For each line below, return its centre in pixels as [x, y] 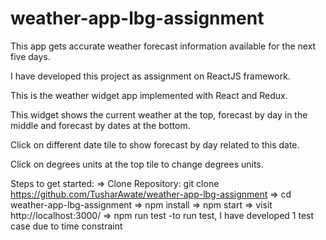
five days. [30, 56]
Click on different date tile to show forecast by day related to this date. [155, 144]
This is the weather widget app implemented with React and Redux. [149, 95]
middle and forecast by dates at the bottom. [100, 125]
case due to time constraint [66, 226]
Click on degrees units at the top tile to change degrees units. [137, 164]
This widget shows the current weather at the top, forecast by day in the [159, 114]
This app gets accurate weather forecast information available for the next [163, 46]
